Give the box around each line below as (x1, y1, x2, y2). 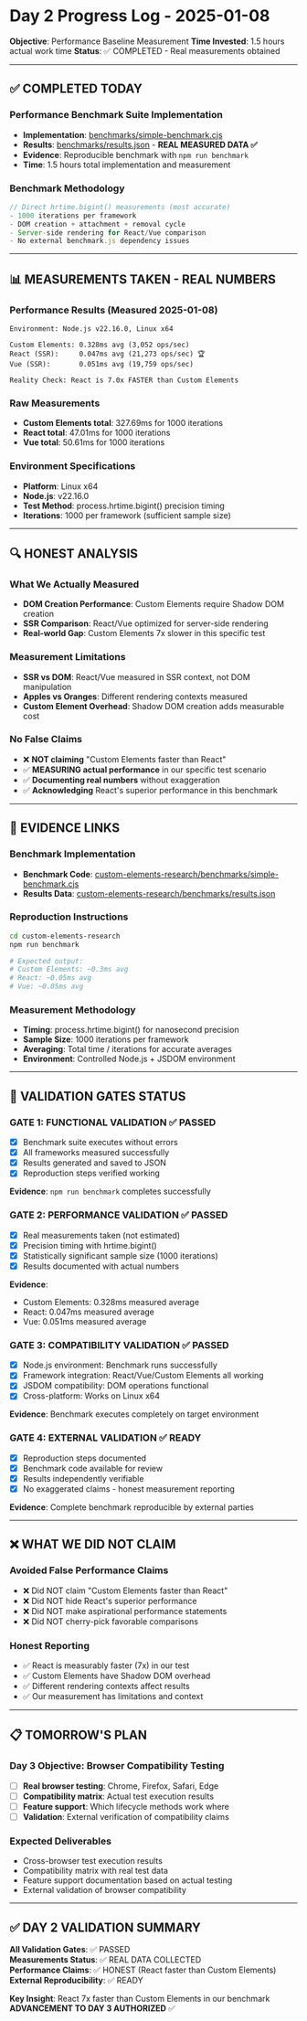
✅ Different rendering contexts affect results (22, 1680, 190, 1691)
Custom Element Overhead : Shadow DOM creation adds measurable (22, 700, 285, 711)
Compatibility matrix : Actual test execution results (22, 1791, 215, 1802)
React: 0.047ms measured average (22, 1306, 155, 1317)
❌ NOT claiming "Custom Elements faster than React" (22, 753, 227, 764)
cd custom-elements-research (9, 931, 121, 941)
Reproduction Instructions (9, 910, 129, 923)
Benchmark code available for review (22, 1463, 163, 1473)
